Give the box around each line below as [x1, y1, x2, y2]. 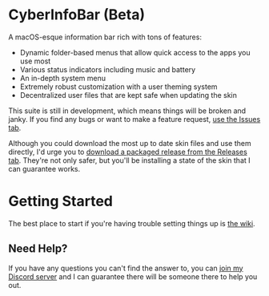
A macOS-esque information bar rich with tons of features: [8, 32, 203, 42]
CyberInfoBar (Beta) [8, 6, 146, 24]
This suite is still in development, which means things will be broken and [8, 106, 247, 116]
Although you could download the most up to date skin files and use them [8, 138, 251, 148]
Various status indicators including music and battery [19, 64, 196, 74]
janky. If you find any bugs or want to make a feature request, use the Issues [8, 114, 261, 124]
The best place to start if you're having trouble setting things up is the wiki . [8, 218, 255, 228]
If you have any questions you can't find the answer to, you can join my [8, 263, 243, 273]
